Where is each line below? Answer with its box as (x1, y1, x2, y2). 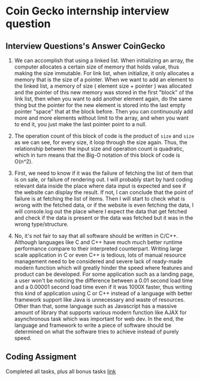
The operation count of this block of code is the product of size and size (14, 132, 195, 139)
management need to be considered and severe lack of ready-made (14, 258, 183, 265)
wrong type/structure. (14, 221, 69, 228)
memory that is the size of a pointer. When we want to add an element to (14, 76, 194, 83)
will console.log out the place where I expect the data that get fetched (14, 208, 187, 215)
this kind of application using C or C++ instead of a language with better (14, 290, 193, 297)
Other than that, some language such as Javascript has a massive (14, 302, 177, 309)
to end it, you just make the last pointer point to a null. (14, 121, 147, 127)
